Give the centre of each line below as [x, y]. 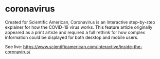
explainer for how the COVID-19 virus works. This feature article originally [79, 27]
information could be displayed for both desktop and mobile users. [72, 37]
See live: [14, 47]
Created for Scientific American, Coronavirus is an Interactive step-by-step [80, 22]
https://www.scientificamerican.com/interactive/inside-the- [83, 47]
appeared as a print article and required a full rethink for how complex [75, 32]
